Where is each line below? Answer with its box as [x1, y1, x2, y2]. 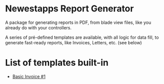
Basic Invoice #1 [12, 73, 46, 80]
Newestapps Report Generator [5, 3, 134, 14]
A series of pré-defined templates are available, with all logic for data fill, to [5, 34, 159, 40]
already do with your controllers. [5, 24, 72, 30]
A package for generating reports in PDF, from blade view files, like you [5, 19, 152, 25]
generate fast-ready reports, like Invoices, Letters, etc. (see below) [5, 39, 142, 45]
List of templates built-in [5, 57, 109, 69]
